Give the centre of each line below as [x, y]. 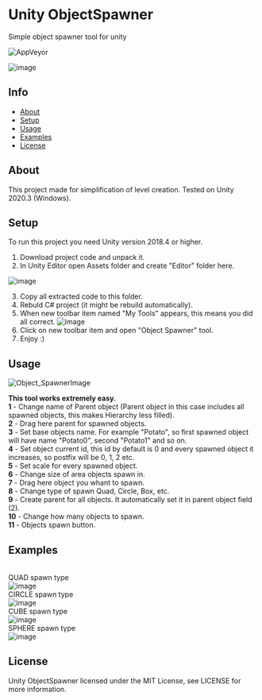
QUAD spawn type [39, 577]
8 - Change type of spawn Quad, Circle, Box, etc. [89, 491]
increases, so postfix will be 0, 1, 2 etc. [71, 458]
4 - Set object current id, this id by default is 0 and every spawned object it [131, 449]
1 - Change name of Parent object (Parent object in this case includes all [126, 407]
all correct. [37, 322]
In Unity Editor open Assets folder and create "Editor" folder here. [127, 266]
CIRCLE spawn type [41, 594]
